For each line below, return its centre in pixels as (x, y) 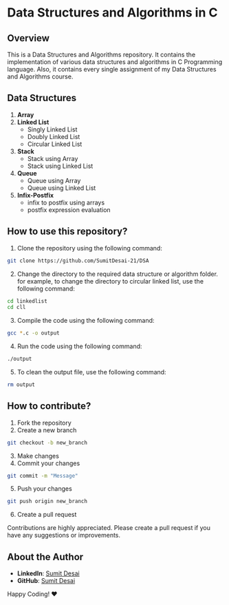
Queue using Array (54, 180)
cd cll (17, 308)
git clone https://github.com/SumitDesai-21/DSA (78, 261)
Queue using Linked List (62, 188)
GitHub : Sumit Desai (46, 581)
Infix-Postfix (35, 195)
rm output (21, 385)
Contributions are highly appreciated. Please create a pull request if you (109, 528)
